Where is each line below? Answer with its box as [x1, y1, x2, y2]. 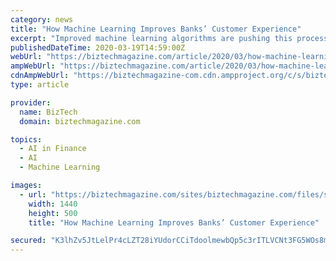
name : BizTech [19, 107, 78, 117]
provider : [10, 97, 52, 108]
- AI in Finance [19, 144, 87, 154]
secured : [10, 236, 47, 246]
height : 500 [28, 208, 78, 218]
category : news [10, 14, 74, 25]
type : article [10, 80, 70, 90]
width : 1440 [28, 199, 78, 209]
